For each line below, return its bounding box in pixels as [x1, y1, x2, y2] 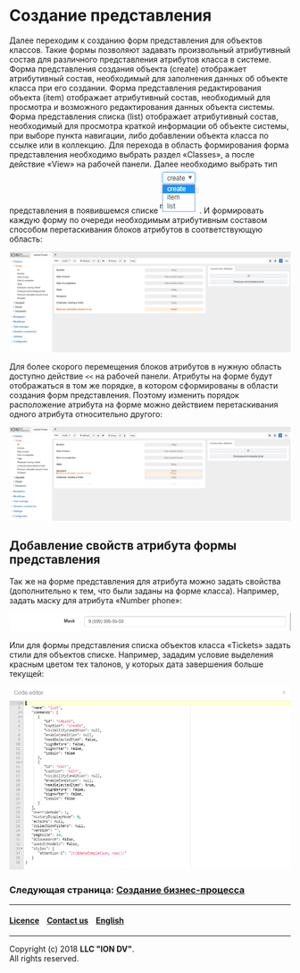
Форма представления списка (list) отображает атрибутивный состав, [9, 111, 279, 122]
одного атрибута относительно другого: [9, 409, 163, 420]
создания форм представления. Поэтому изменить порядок [9, 390, 239, 401]
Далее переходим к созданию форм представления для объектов [9, 35, 263, 46]
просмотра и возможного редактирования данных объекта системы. [9, 101, 275, 112]
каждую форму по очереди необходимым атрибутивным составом [9, 214, 268, 225]
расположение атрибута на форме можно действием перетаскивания [9, 399, 279, 410]
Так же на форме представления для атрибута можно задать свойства [9, 576, 281, 586]
